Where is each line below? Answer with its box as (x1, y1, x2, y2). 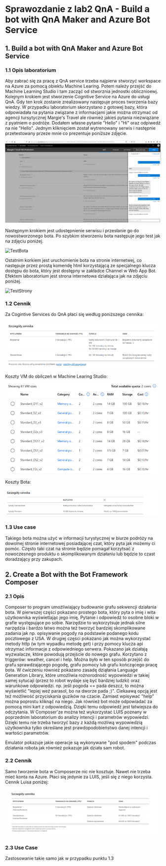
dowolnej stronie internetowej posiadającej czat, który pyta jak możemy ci (5, 540, 156, 546)
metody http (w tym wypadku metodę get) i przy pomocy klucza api (5, 641, 143, 647)
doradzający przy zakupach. (5, 556, 63, 562)
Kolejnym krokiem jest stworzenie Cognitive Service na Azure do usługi (5, 93, 150, 99)
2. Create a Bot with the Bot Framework (5, 570, 128, 578)
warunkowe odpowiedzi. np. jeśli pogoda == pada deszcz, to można (5, 683, 144, 689)
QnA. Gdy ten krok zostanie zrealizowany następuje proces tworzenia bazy (5, 99, 158, 105)
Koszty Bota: (5, 479, 31, 485)
